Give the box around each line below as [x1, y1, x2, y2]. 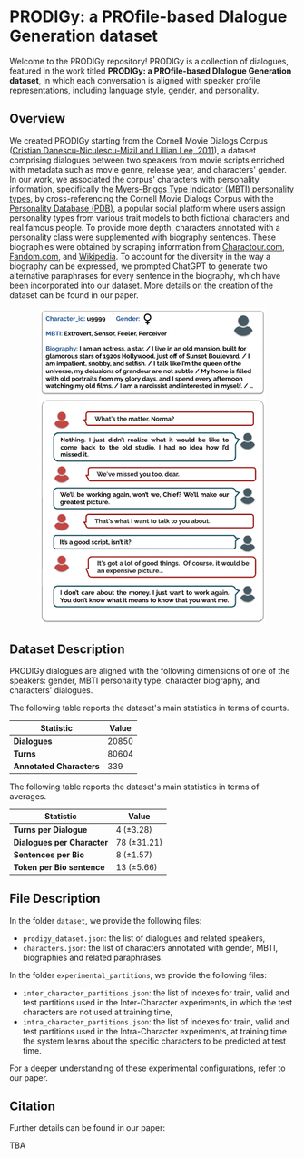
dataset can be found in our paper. [9, 289, 139, 301]
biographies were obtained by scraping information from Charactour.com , [9, 241, 286, 252]
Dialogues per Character [13, 836, 109, 847]
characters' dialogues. [9, 685, 93, 696]
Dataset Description [9, 641, 125, 657]
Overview [9, 111, 66, 126]
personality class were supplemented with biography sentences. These [9, 232, 277, 242]
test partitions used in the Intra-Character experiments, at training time [22, 1025, 288, 1036]
